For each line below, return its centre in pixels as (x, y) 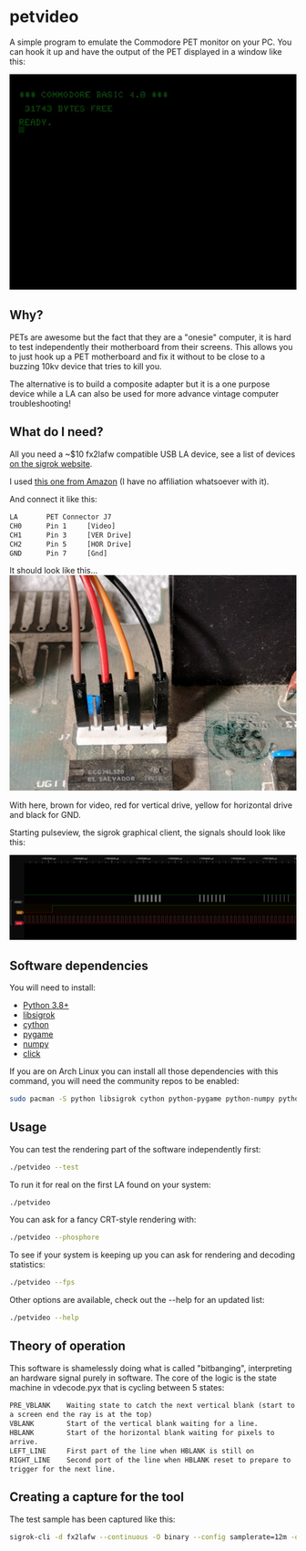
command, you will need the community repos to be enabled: (124, 1081)
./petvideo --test (44, 1167)
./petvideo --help (44, 1318)
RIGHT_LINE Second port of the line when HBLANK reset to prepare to (150, 1460)
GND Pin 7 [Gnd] (58, 553)
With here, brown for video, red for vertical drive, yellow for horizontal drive (151, 805)
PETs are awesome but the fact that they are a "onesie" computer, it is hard (150, 337)
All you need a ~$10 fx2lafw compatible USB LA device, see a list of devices (153, 454)
